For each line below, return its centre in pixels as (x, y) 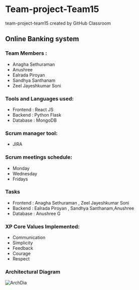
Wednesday (25, 173)
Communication (29, 238)
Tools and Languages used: (39, 99)
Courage (22, 254)
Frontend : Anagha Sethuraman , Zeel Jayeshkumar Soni (71, 203)
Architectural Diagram (33, 272)
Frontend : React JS (33, 110)
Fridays (20, 179)
